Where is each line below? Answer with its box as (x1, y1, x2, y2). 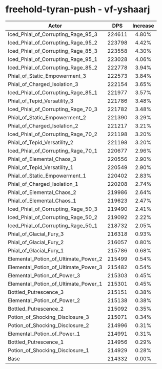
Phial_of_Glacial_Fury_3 (8, 230, 64, 237)
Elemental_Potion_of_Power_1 (8, 330, 80, 337)
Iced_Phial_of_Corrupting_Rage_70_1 (8, 147, 98, 154)
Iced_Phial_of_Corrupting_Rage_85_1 (8, 89, 98, 96)
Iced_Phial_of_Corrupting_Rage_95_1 (8, 55, 98, 62)
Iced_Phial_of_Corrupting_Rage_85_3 (8, 47, 98, 54)
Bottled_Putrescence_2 (8, 305, 64, 312)
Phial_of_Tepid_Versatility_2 (8, 139, 74, 146)
